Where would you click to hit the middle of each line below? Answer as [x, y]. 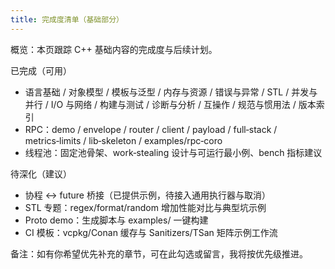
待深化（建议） [41, 173]
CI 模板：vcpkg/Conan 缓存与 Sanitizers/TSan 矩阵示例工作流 [151, 232]
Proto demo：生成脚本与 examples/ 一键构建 [116, 220]
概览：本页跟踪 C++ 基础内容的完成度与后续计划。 [114, 49]
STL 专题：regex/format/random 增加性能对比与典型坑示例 [145, 207]
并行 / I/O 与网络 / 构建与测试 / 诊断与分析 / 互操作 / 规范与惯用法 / [160, 104]
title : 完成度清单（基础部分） [67, 19]
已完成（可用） [41, 70]
